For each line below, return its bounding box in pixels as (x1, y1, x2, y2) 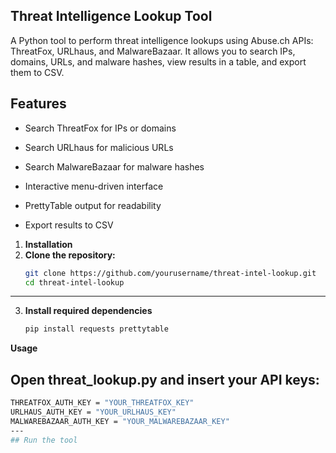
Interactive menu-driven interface (24, 180, 164, 192)
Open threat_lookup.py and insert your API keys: (10, 371, 320, 388)
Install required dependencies (24, 305, 153, 317)
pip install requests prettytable (24, 324, 169, 334)
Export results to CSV (24, 219, 114, 231)
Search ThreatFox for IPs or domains (24, 122, 177, 134)
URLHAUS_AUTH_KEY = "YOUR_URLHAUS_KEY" (10, 407, 177, 417)
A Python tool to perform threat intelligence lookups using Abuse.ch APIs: (10, 34, 314, 46)
